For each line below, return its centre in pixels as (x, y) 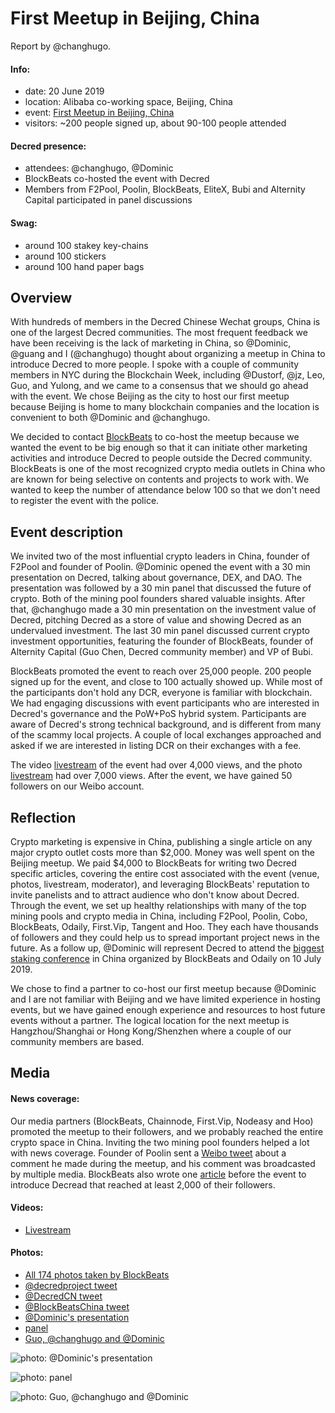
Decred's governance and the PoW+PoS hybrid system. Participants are (158, 714)
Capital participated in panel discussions (108, 200)
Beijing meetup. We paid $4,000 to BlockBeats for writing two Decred (153, 863)
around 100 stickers (65, 256)
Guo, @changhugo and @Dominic (94, 1338)
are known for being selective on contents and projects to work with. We (160, 479)
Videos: (27, 1208)
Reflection (43, 817)
